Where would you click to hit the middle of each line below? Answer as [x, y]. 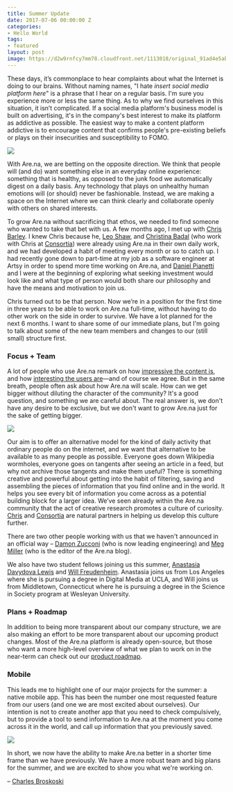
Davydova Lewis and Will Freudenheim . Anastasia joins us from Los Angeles [116, 572]
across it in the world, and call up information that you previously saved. [110, 726]
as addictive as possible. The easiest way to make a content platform [106, 123]
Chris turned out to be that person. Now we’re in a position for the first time [114, 301]
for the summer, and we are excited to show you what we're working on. [110, 768]
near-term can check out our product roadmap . [75, 657]
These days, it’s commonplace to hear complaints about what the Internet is [115, 78]
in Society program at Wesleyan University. [69, 594]
